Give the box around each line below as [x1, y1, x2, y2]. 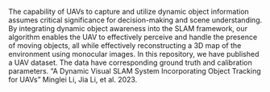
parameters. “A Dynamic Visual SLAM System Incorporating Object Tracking [8, 66, 261, 75]
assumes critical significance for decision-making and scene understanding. [8, 15, 263, 25]
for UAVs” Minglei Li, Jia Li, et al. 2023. [8, 75, 138, 84]
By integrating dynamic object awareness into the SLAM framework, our [8, 24, 248, 33]
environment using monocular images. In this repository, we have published [8, 50, 260, 58]
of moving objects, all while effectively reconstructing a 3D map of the [8, 41, 242, 50]
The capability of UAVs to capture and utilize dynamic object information [8, 7, 250, 16]
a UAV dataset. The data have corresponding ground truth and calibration [8, 58, 252, 67]
